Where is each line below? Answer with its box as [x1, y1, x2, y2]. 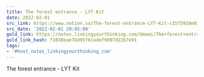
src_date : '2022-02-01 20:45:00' [6, 25, 91, 32]
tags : [6, 43, 20, 49]
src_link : [6, 20, 32, 26]
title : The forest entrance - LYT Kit [6, 8, 104, 15]
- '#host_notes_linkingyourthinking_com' [6, 49, 113, 55]
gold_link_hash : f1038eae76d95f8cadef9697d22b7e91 [6, 37, 137, 43]
